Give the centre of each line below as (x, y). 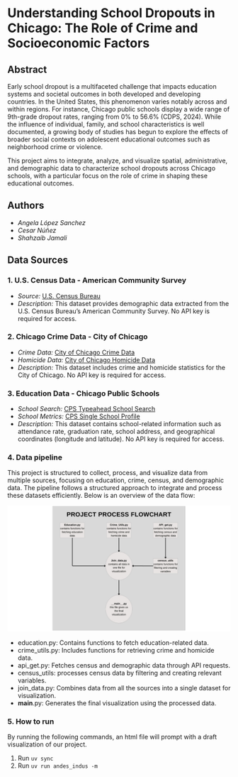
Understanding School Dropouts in (111, 13)
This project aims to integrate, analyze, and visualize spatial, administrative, (118, 161)
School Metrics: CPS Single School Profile (79, 416)
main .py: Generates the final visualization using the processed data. (117, 703)
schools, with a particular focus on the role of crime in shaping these (107, 176)
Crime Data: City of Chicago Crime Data (76, 352)
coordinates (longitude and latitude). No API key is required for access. (121, 439)
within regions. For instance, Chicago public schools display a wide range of (119, 109)
